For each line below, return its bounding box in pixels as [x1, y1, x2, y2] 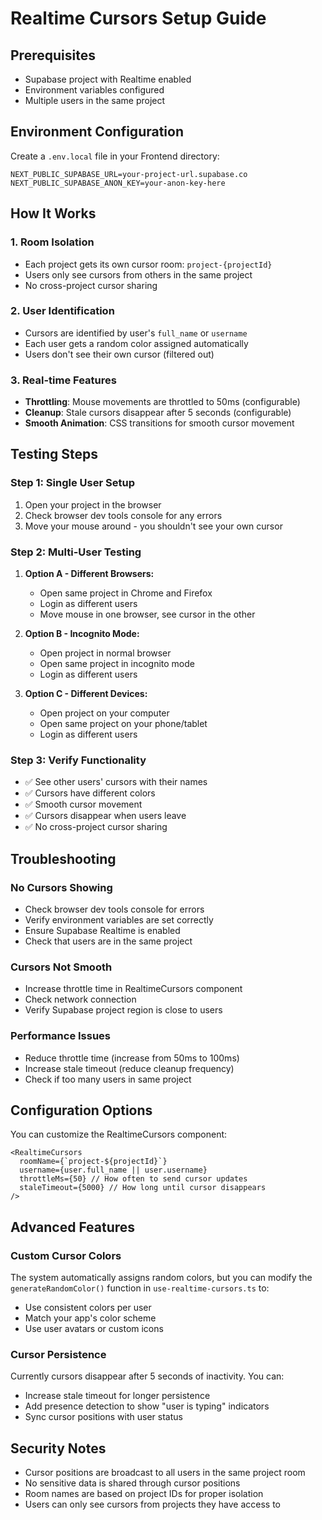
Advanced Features [10, 1218, 136, 1236]
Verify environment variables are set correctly [24, 914, 214, 926]
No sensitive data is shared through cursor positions [24, 1477, 241, 1489]
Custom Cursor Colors [10, 1248, 122, 1262]
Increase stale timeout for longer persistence [24, 1390, 211, 1402]
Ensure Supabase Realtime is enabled [24, 925, 181, 937]
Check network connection [24, 993, 137, 1006]
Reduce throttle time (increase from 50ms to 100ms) [24, 1052, 240, 1064]
